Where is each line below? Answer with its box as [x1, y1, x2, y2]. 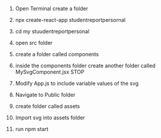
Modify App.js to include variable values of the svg [15, 80, 139, 87]
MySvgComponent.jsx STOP [15, 68, 85, 75]
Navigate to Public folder [15, 91, 76, 98]
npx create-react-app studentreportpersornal [15, 17, 126, 23]
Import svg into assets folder [15, 114, 85, 121]
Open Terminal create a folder [15, 5, 88, 12]
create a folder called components [15, 51, 99, 58]
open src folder [15, 40, 53, 46]
